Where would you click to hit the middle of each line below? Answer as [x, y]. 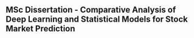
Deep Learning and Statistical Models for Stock [97, 20]
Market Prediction [40, 29]
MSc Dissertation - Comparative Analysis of [91, 10]
